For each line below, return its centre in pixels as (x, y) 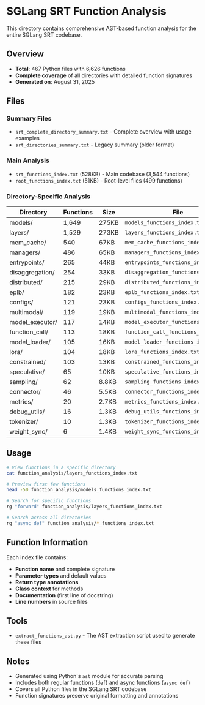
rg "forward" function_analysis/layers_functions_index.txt (85, 507)
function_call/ (29, 332)
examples (27, 138)
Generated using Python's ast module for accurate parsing (89, 676)
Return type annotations (47, 582)
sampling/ (24, 382)
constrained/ (28, 362)
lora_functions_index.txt (162, 352)
